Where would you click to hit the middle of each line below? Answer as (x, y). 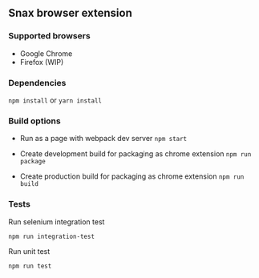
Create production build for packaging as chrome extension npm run (132, 176)
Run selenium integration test (57, 222)
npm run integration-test (51, 236)
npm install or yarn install (55, 100)
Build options (35, 121)
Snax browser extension (70, 13)
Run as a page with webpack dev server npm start (103, 139)
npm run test (30, 266)
